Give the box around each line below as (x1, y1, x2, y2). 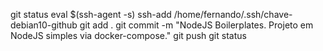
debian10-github (10, 19, 78, 31)
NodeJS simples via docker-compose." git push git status (10, 30, 247, 41)
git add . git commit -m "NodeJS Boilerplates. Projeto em (79, 19, 314, 31)
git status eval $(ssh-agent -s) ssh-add (10, 9, 172, 20)
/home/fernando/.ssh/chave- (173, 9, 293, 20)
